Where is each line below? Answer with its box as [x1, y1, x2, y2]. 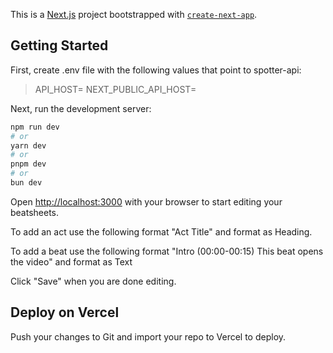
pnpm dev [10, 159, 47, 169]
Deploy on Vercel [10, 304, 120, 321]
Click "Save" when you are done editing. [10, 275, 177, 287]
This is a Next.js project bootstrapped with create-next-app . [10, 9, 258, 20]
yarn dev [10, 140, 47, 151]
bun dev [10, 178, 43, 188]
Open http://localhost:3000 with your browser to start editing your [10, 195, 283, 208]
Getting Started [10, 37, 109, 54]
